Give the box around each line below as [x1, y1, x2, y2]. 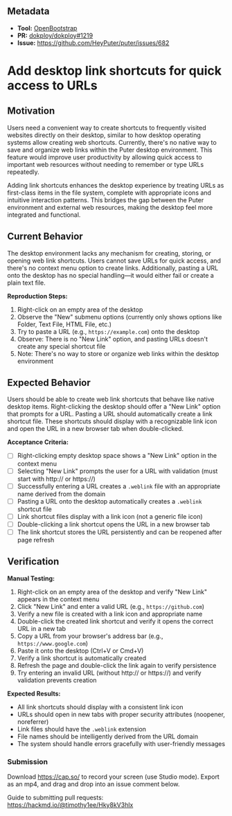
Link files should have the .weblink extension [17, 725, 147, 733]
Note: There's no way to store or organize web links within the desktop [17, 349, 220, 357]
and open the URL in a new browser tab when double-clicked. [7, 425, 184, 433]
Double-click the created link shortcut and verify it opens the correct [17, 617, 213, 626]
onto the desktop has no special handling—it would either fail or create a [7, 271, 215, 279]
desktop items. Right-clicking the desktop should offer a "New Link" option [7, 402, 221, 411]
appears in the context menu [17, 595, 100, 603]
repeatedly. [7, 168, 39, 176]
